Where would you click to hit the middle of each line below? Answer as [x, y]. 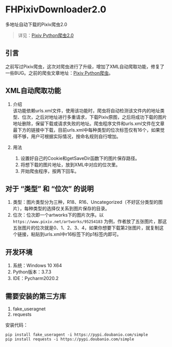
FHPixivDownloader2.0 [56, 10]
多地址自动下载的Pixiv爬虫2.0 [36, 24]
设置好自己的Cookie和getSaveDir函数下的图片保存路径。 [80, 158]
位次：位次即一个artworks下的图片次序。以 [58, 215]
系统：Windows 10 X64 [37, 266]
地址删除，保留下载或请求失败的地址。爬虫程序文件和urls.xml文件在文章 [89, 123]
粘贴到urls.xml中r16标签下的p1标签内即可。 [76, 234]
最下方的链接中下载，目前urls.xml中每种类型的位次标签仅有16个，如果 [87, 130]
